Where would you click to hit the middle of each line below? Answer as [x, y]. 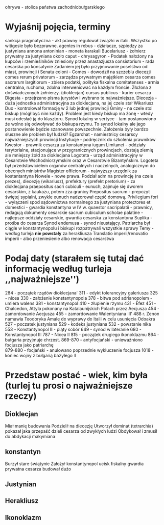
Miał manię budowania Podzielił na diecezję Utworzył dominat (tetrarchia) [79, 426]
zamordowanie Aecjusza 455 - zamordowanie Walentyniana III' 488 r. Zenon [82, 314]
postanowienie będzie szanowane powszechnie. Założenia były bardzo [77, 129]
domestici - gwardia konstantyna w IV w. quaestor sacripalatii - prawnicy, [79, 207]
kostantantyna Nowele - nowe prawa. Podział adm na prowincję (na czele [79, 176]
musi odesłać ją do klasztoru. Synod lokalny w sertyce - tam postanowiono [81, 118]
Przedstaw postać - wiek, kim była [76, 375]
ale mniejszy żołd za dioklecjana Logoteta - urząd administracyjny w [74, 155]
